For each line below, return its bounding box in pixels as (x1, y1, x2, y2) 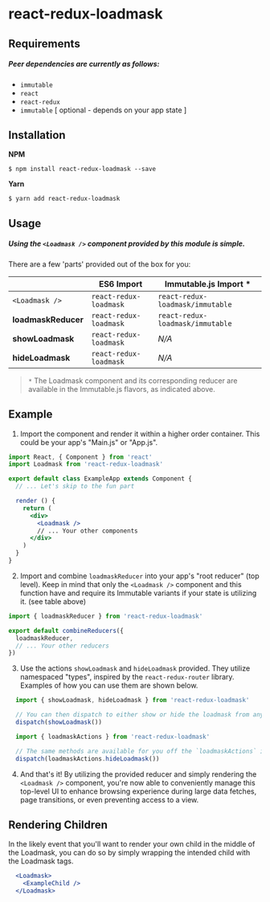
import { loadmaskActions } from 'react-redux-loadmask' (15, 733, 211, 741)
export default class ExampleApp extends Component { (8, 475, 193, 483)
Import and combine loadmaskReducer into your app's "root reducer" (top (19, 571, 260, 581)
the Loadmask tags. (8, 856, 74, 866)
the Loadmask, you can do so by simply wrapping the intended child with (8, 848, 251, 858)
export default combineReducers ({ (8, 627, 125, 635)
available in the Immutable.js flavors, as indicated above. (27, 384, 215, 394)
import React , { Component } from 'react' (8, 453, 153, 461)
